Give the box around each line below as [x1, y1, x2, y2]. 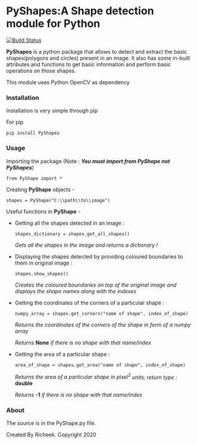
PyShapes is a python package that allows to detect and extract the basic [6, 48, 187, 55]
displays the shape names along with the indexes [14, 287, 137, 294]
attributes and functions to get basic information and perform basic [6, 61, 171, 68]
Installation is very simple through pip [6, 107, 98, 114]
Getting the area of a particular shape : [14, 350, 110, 358]
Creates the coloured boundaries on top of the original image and [14, 281, 177, 288]
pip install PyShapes [6, 130, 60, 136]
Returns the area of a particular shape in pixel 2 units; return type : [14, 372, 177, 381]
